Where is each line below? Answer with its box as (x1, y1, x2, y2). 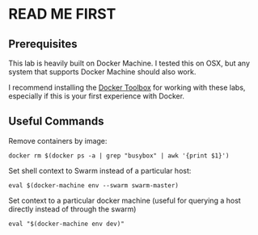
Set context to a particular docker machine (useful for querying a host (8, 195, 241, 205)
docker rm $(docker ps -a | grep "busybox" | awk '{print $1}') (8, 151, 230, 160)
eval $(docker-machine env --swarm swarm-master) (8, 181, 180, 190)
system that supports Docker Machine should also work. (8, 67, 197, 77)
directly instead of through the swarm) (8, 204, 137, 214)
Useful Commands (8, 115, 104, 128)
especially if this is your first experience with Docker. (8, 91, 184, 101)
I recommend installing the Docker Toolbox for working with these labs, (8, 82, 246, 92)
